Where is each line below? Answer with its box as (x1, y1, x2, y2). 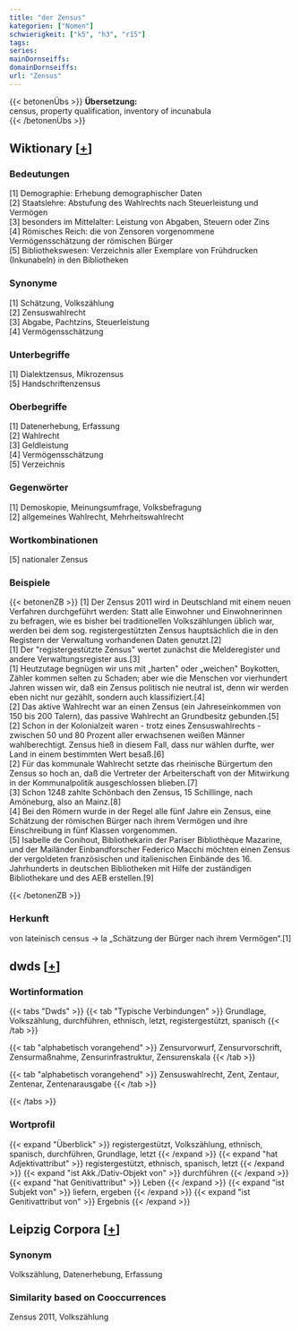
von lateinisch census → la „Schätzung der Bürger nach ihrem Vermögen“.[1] (9, 932, 292, 943)
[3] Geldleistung (9, 440, 69, 451)
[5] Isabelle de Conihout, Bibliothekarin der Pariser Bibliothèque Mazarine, (9, 835, 283, 846)
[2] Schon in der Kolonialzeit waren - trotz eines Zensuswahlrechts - (9, 720, 261, 731)
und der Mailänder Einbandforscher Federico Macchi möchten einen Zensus (9, 844, 291, 855)
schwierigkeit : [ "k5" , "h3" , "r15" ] (9, 30, 146, 39)
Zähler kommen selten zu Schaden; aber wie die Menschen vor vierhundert (9, 673, 288, 683)
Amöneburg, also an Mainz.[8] (9, 796, 122, 807)
